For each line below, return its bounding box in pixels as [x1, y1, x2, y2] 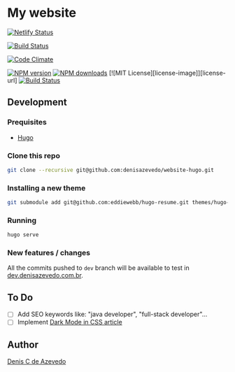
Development [7, 96, 68, 108]
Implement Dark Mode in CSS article [17, 318, 122, 327]
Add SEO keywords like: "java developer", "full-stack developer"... [17, 310, 208, 319]
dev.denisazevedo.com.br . [7, 271, 84, 280]
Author [7, 338, 38, 350]
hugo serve [7, 231, 39, 238]
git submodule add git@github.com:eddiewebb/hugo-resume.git [7, 199, 190, 206]
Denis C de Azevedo [7, 357, 66, 366]
